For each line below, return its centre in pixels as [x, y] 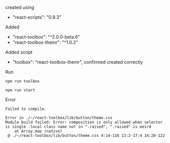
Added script [19, 52]
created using [20, 7]
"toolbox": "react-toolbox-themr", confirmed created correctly [78, 62]
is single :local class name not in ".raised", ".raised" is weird [78, 127]
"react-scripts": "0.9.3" [37, 17]
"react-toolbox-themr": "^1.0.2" [45, 42]
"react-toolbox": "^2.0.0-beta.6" [46, 37]
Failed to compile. [26, 109]
